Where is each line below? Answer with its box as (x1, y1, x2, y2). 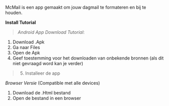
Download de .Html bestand (12, 90, 71, 95)
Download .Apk (12, 39, 45, 45)
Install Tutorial (5, 20, 36, 25)
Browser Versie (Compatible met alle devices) (5, 80, 100, 86)
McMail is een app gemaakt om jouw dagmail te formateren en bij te (5, 5, 146, 10)
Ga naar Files (12, 44, 40, 50)
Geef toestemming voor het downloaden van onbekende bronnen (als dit (12, 55, 164, 61)
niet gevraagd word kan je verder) (12, 61, 83, 66)
